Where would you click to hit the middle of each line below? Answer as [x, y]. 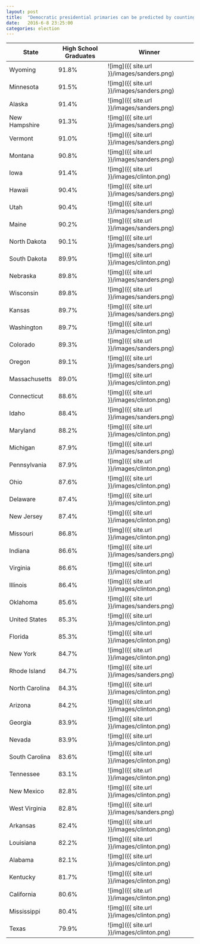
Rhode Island [27, 671]
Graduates [80, 56]
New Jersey [26, 516]
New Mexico [27, 791]
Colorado [22, 345]
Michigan [22, 448]
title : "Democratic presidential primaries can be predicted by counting [101, 17]
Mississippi [25, 912]
